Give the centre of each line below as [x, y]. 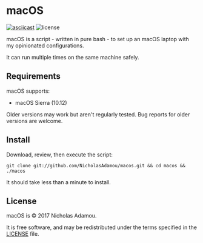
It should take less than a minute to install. [58, 182]
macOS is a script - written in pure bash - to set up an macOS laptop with [98, 39]
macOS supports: [28, 91]
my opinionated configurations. [45, 45]
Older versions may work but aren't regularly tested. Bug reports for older [98, 114]
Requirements [33, 76]
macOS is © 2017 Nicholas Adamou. [52, 216]
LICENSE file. [23, 234]
